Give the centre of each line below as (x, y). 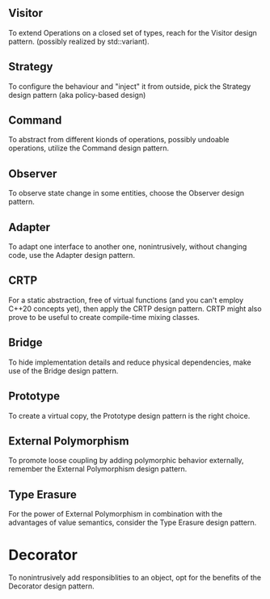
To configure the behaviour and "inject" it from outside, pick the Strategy (130, 86)
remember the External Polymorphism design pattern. (98, 469)
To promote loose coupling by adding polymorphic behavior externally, (126, 461)
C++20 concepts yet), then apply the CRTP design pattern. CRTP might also (135, 308)
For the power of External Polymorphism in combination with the (116, 514)
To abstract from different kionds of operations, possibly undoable (119, 140)
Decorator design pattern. (51, 586)
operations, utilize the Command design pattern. (89, 148)
